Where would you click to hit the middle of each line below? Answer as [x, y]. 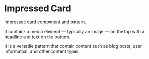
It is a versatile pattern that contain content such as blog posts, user [73, 46]
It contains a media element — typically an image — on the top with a [74, 31]
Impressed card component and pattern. [45, 22]
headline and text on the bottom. [37, 37]
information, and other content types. [42, 51]
